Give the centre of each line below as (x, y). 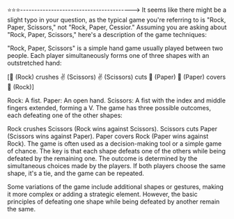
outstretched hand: (34, 63)
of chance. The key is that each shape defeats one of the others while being (117, 151)
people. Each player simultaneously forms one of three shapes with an (108, 55)
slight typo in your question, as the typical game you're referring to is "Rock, (117, 20)
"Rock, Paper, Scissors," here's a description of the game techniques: (107, 35)
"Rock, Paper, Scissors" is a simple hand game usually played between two (115, 48)
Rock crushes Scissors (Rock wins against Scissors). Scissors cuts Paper (112, 129)
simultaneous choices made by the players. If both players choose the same (117, 166)
